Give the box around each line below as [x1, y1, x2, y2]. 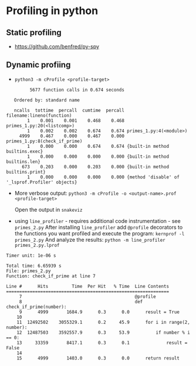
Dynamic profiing [6, 60, 71, 70]
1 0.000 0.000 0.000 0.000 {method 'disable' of [27, 174, 180, 180]
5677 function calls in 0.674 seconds [29, 87, 125, 93]
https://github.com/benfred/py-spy [14, 43, 100, 50]
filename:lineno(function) [6, 113, 72, 118]
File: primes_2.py [6, 268, 51, 274]
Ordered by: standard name [13, 97, 80, 103]
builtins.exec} [6, 148, 43, 154]
